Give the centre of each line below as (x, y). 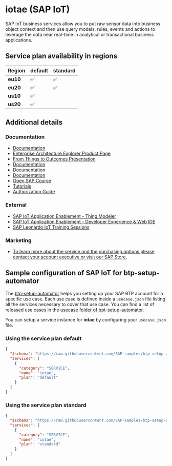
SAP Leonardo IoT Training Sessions (51, 227)
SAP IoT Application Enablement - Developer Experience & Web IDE (84, 221)
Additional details (34, 122)
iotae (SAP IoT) (38, 9)
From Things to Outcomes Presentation (54, 159)
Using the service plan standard (46, 405)
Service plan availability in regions (61, 56)
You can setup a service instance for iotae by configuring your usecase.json (86, 319)
